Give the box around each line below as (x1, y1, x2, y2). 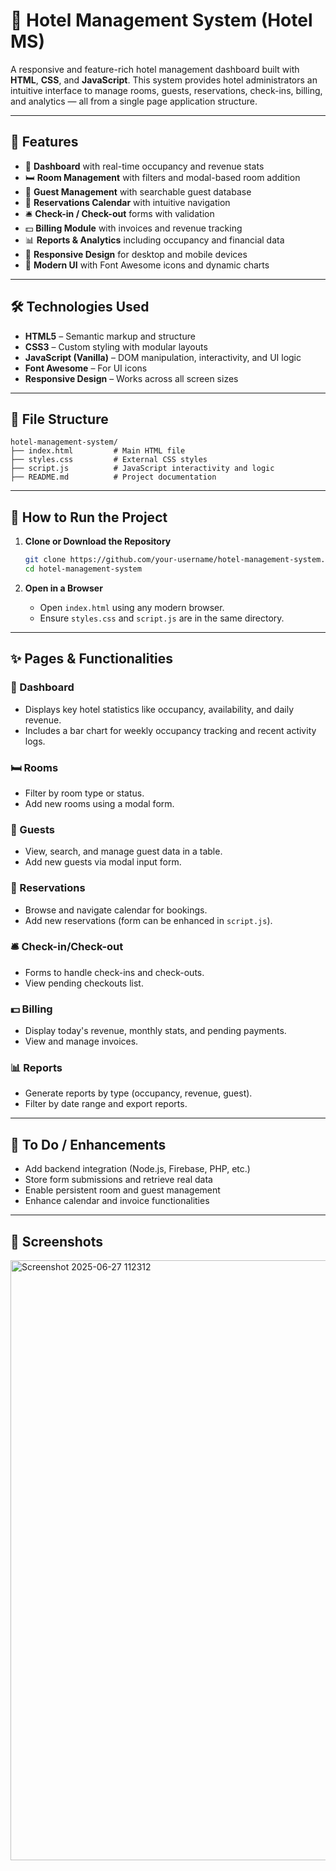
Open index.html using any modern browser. (39, 601, 225, 613)
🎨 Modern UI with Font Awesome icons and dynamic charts (24, 259, 270, 271)
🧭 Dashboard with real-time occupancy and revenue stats (24, 160, 265, 172)
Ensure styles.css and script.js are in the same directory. (39, 612, 285, 624)
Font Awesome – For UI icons (24, 362, 148, 374)
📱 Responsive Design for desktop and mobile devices (24, 248, 248, 260)
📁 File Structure (10, 410, 109, 428)
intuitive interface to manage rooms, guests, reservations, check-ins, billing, (10, 84, 323, 96)
